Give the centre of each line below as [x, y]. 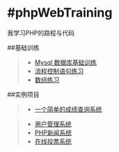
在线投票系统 [53, 141]
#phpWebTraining [60, 13]
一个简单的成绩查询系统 [68, 109]
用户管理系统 [53, 124]
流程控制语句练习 [59, 71]
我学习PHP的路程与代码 [41, 33]
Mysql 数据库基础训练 [66, 62]
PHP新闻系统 [53, 133]
